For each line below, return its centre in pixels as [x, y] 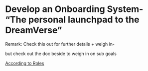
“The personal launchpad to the [72, 20]
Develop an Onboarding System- [74, 9]
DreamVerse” [34, 30]
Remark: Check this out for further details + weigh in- [60, 44]
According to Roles [25, 63]
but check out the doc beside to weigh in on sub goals [61, 54]
